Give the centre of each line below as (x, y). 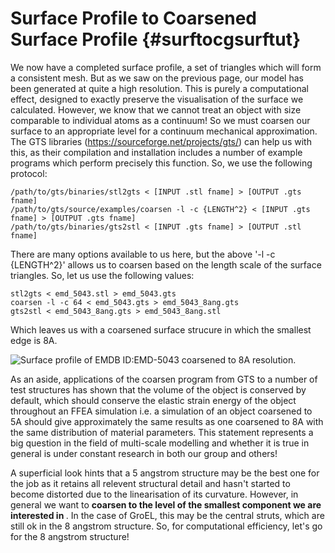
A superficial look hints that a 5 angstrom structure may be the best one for (165, 473)
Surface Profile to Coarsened (133, 18)
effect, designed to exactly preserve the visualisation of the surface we (157, 99)
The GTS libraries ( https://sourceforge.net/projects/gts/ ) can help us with (161, 141)
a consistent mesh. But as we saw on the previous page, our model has (157, 78)
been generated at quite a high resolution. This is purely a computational (159, 88)
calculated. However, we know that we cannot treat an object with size (156, 109)
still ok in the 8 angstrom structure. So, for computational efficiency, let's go (166, 526)
